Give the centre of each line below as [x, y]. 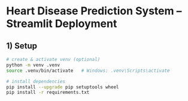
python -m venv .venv [33, 65]
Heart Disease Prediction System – [94, 11]
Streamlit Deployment [62, 24]
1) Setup [22, 46]
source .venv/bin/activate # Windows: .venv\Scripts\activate [88, 71]
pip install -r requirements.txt [48, 93]
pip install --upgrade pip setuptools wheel [63, 87]
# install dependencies [36, 81]
